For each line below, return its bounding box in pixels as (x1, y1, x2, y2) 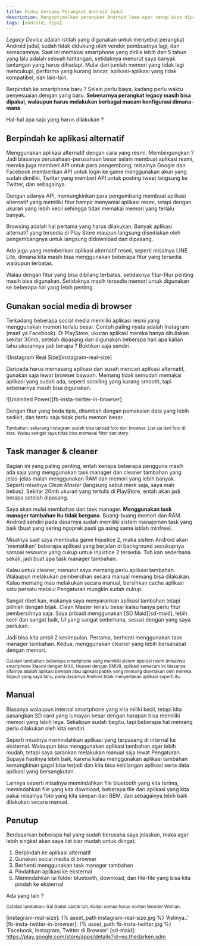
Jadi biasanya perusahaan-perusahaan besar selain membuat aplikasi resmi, (6, 155, 194, 163)
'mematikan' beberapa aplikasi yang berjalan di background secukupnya (6, 542, 185, 550)
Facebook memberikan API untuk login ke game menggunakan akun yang (6, 168, 187, 176)
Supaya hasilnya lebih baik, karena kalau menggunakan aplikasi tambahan (6, 755, 188, 762)
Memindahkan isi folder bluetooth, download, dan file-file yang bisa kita (14, 875, 191, 882)
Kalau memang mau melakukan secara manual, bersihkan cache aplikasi (6, 579, 185, 586)
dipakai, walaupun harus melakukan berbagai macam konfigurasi (6, 98, 171, 105)
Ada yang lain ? (6, 892, 44, 900)
